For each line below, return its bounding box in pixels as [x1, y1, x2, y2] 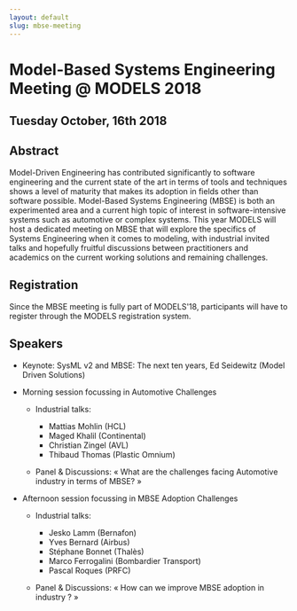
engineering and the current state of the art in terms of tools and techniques [9, 176, 288, 187]
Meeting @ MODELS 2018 [9, 78, 202, 98]
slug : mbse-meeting [9, 21, 82, 30]
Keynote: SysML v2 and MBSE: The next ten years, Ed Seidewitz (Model [21, 360, 285, 371]
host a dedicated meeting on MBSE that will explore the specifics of [9, 223, 257, 234]
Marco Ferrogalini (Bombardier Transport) [48, 555, 201, 566]
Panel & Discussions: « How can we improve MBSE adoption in [35, 582, 264, 592]
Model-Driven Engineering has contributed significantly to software [9, 167, 255, 177]
